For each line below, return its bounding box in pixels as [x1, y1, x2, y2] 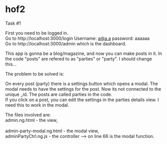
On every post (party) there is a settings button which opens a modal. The [5, 81, 158, 87]
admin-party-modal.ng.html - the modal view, [5, 127, 99, 134]
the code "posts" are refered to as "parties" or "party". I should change [5, 55, 152, 61]
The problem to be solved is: [5, 70, 64, 77]
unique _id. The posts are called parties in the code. [5, 91, 112, 97]
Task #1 [5, 20, 21, 26]
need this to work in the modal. [5, 102, 69, 108]
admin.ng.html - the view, [5, 117, 58, 123]
